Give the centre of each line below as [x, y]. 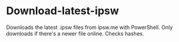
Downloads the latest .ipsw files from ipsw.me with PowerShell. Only [89, 27]
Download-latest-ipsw [63, 11]
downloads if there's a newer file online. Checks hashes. [75, 33]
